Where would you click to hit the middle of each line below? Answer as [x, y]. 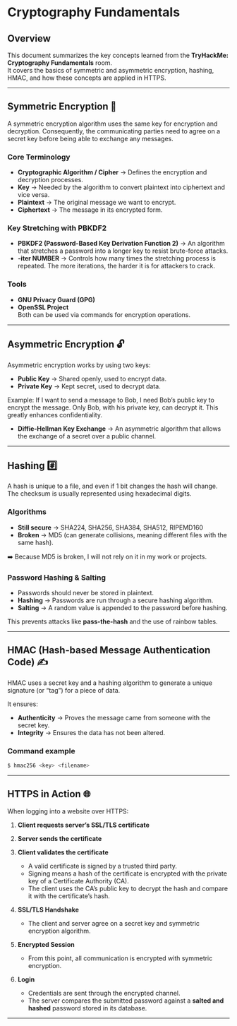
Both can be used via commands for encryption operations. [104, 314]
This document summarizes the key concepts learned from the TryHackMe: [118, 55]
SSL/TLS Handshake [48, 909]
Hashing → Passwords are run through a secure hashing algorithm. [115, 600]
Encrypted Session [46, 944]
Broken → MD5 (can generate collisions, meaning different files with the [122, 535]
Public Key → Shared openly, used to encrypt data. [92, 378]
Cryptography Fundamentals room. [60, 63]
